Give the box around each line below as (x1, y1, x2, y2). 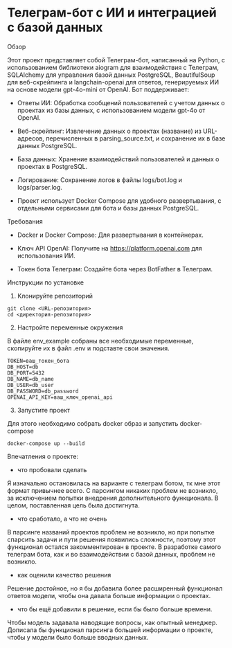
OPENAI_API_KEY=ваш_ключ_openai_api (7, 393, 113, 401)
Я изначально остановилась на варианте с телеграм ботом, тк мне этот (7, 479, 220, 487)
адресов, (17, 134, 45, 143)
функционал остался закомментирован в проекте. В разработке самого (7, 542, 222, 551)
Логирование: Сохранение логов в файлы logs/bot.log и (17, 175, 182, 184)
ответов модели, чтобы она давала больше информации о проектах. (7, 591, 211, 600)
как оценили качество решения (17, 570, 111, 579)
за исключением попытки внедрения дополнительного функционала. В (7, 494, 219, 502)
